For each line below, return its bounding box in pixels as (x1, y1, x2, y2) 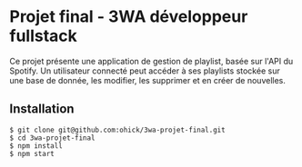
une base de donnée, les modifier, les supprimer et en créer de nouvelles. (9, 74, 287, 85)
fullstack (9, 25, 77, 46)
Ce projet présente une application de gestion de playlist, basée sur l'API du (9, 55, 294, 66)
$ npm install (9, 141, 64, 151)
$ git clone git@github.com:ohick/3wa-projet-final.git (9, 125, 226, 134)
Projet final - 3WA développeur (9, 6, 248, 27)
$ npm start (9, 149, 55, 158)
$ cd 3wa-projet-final (9, 133, 96, 142)
